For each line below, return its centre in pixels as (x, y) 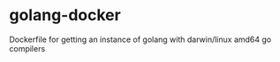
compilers (27, 48)
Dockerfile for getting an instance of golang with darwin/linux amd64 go (140, 39)
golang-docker (65, 15)
